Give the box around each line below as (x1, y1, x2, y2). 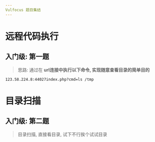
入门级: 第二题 (5, 117, 49, 125)
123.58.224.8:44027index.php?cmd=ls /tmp (5, 77, 94, 82)
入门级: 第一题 (5, 53, 49, 61)
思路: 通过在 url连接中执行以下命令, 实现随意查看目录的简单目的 (17, 67, 150, 73)
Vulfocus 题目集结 (5, 7, 41, 13)
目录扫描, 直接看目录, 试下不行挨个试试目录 (17, 131, 107, 137)
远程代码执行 (5, 31, 59, 42)
